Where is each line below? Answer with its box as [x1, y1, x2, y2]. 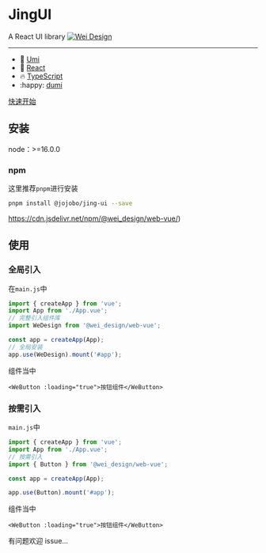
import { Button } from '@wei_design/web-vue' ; [8, 460, 169, 468]
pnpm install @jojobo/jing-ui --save [8, 199, 133, 207]
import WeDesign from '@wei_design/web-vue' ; [8, 322, 161, 330]
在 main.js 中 [8, 283, 47, 294]
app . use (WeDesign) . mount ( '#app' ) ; [8, 350, 123, 358]
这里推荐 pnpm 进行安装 [8, 184, 78, 193]
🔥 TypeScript [19, 71, 63, 81]
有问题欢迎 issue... [8, 536, 69, 546]
